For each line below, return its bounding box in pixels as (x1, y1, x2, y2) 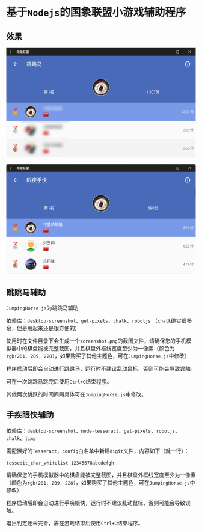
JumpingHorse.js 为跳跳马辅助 (6, 304, 79, 311)
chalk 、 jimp (6, 434, 36, 442)
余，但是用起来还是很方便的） (6, 324, 80, 331)
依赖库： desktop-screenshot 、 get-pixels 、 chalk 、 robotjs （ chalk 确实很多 (6, 317, 192, 324)
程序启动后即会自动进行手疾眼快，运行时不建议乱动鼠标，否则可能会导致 (6, 499, 185, 506)
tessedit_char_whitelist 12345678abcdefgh (6, 460, 114, 466)
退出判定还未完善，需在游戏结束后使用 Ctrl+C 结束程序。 (6, 519, 144, 527)
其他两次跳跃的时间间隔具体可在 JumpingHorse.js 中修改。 (6, 390, 147, 397)
